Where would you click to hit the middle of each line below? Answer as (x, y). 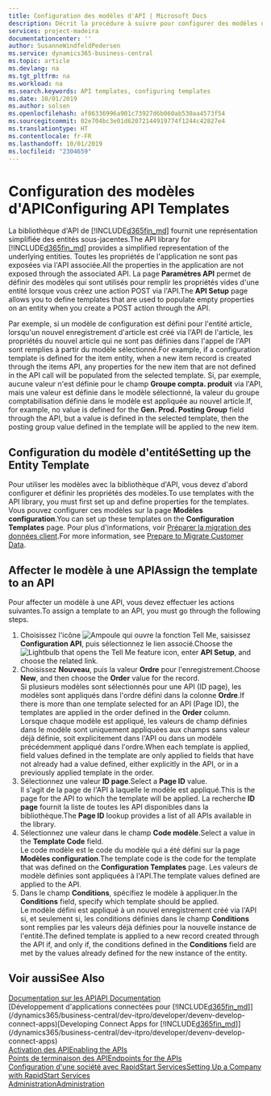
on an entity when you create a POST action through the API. (110, 308)
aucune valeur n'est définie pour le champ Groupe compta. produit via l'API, (135, 384)
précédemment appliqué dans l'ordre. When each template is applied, (135, 747)
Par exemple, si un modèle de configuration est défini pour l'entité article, (130, 324)
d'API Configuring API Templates (119, 208)
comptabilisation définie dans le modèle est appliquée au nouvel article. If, (130, 401)
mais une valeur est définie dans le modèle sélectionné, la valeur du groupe (134, 392)
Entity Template (49, 465)
